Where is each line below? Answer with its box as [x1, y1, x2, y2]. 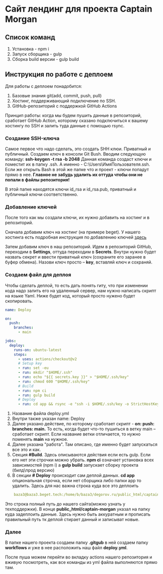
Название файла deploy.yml [12, 411, 69, 417]
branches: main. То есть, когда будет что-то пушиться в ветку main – [12, 426, 156, 432]
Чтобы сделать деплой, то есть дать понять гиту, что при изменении [5, 282, 148, 288]
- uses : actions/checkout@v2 [17, 356, 77, 362]
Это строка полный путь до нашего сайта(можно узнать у [5, 501, 126, 507]
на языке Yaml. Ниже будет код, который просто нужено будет [5, 293, 135, 298]
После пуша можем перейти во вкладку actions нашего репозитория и [5, 554, 152, 560]
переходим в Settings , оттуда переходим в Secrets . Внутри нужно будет [5, 249, 156, 255]
